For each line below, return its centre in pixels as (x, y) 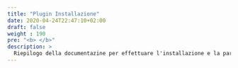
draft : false (27, 27)
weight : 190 (27, 34)
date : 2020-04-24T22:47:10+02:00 (57, 21)
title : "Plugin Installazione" (53, 14)
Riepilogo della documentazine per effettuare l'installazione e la (117, 54)
